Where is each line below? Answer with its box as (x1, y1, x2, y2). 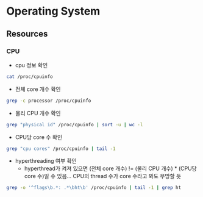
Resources (6, 29, 48, 39)
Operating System (6, 4, 101, 18)
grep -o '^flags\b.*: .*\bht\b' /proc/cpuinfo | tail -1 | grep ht (6, 185, 182, 191)
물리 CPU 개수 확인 (15, 109, 61, 116)
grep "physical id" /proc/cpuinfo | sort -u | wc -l (6, 121, 143, 127)
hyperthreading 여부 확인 (15, 157, 77, 165)
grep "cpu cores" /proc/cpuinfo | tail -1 (6, 145, 116, 152)
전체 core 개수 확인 (15, 85, 61, 93)
